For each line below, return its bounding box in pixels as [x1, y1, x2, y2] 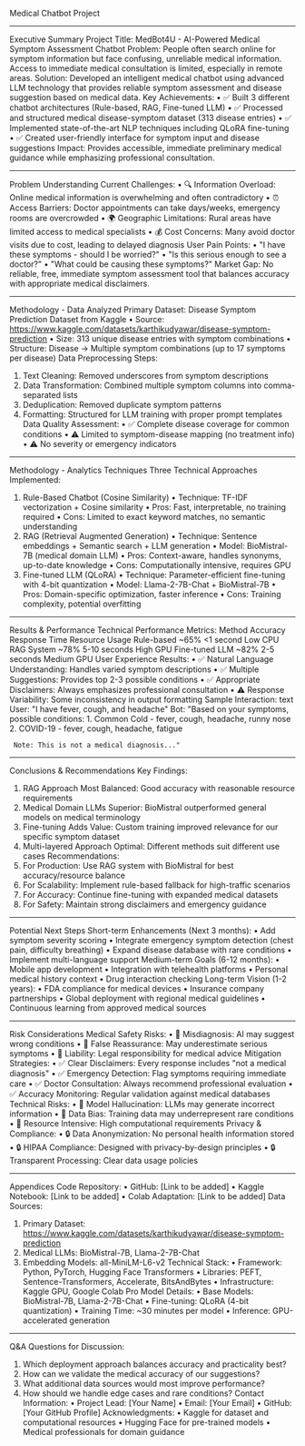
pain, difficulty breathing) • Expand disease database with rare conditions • [9, 944, 292, 955]
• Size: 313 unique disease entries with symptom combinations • [49, 333, 291, 344]
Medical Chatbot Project [9, 8, 101, 18]
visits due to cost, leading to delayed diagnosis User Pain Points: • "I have [9, 239, 286, 249]
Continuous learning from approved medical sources [9, 1003, 207, 1013]
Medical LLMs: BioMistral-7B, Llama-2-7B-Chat [22, 1247, 200, 1258]
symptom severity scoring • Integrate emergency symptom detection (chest [9, 935, 294, 945]
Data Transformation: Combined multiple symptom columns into [22, 380, 262, 391]
